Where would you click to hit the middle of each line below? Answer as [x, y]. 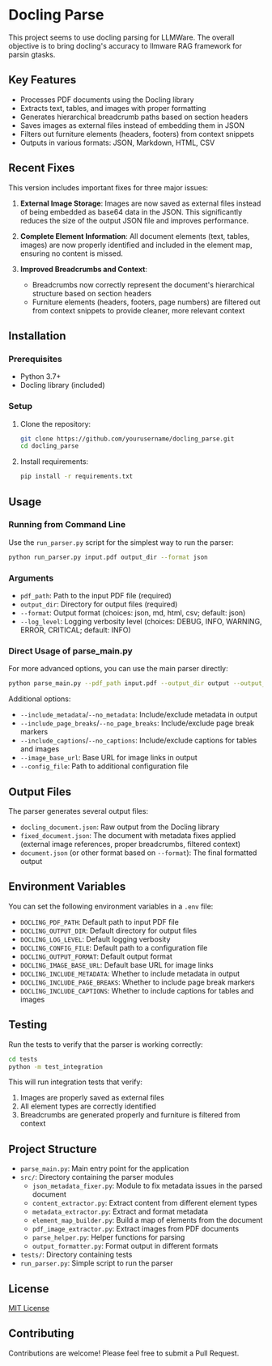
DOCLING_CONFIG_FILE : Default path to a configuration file [114, 947]
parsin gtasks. [32, 54]
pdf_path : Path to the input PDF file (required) [96, 596]
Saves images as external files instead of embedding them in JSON [132, 125]
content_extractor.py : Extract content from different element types [144, 1203]
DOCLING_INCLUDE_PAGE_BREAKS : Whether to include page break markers [137, 982]
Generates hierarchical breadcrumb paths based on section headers [134, 117]
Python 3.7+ [40, 377]
